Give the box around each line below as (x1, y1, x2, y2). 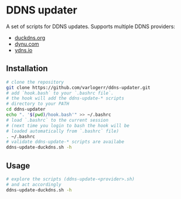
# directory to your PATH (6, 101, 69, 107)
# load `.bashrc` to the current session (6, 117, 109, 123)
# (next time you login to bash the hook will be (6, 122, 130, 129)
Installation (6, 64, 48, 74)
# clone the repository (6, 79, 64, 85)
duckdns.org (14, 34, 46, 41)
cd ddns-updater (6, 107, 46, 112)
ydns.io (14, 46, 33, 53)
